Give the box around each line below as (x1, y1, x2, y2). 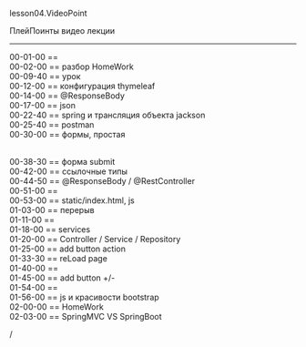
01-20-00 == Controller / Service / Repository (9, 234, 181, 244)
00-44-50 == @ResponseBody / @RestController (9, 176, 196, 186)
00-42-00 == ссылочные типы (9, 166, 128, 177)
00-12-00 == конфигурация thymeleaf (9, 81, 156, 91)
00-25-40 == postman (9, 119, 95, 130)
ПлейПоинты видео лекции (9, 26, 116, 36)
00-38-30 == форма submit (9, 157, 116, 167)
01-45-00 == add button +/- (9, 272, 116, 283)
